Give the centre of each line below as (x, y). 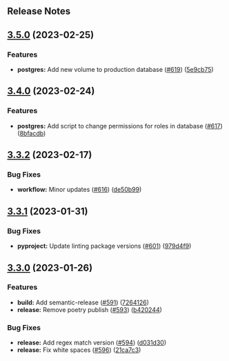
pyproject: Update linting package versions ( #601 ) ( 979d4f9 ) (104, 246)
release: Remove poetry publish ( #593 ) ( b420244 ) (89, 309)
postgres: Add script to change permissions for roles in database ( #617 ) (120, 126)
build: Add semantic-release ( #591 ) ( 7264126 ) (83, 302)
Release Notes (39, 11)
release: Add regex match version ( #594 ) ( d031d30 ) (92, 343)
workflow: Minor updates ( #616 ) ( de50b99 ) (79, 190)
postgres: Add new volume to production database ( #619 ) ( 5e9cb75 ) (115, 70)
